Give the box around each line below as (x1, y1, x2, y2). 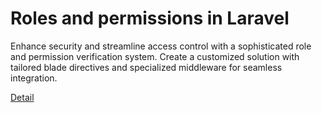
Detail (10, 91, 35, 103)
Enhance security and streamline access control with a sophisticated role (10, 40, 312, 52)
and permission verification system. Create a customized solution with (10, 50, 300, 62)
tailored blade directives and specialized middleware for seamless (10, 61, 283, 73)
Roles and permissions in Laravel (10, 7, 290, 30)
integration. (10, 72, 58, 84)
